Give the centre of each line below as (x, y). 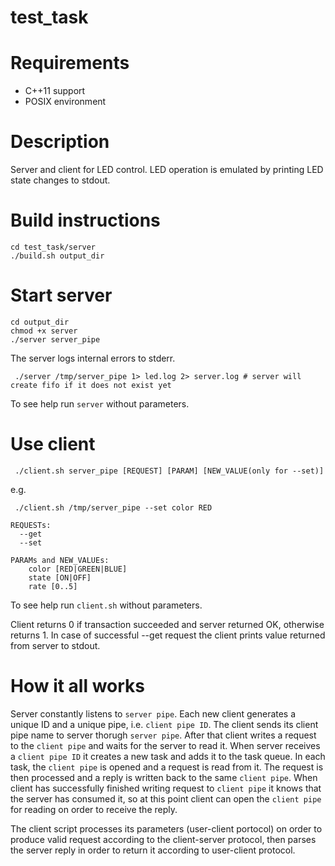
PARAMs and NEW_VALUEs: (60, 560)
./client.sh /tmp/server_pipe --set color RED (113, 507)
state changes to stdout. (60, 180)
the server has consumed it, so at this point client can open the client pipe (166, 798)
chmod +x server (44, 331)
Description (60, 142)
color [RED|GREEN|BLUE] (78, 569)
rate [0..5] (53, 586)
